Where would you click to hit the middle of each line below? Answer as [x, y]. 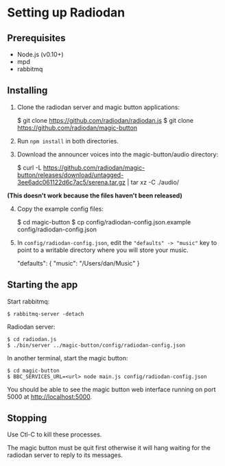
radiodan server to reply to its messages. [65, 455]
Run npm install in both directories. [68, 141]
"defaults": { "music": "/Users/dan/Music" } [78, 263]
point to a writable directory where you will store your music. [103, 250]
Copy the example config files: [60, 209]
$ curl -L [29, 167]
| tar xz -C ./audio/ [153, 182]
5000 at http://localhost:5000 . [50, 397]
